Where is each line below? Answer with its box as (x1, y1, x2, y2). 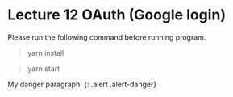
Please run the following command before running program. (7, 32, 206, 42)
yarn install (27, 48, 64, 57)
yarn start (27, 63, 60, 74)
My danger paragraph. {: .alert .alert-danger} (7, 79, 157, 89)
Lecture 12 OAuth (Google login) (7, 6, 227, 24)
